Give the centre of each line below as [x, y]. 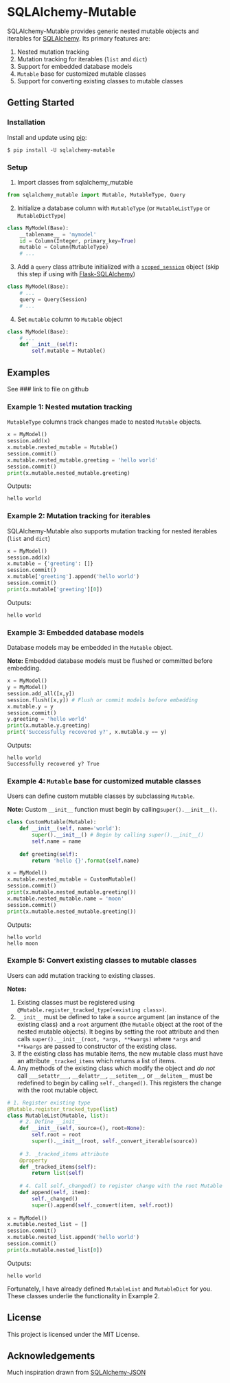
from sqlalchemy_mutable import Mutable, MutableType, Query [96, 195]
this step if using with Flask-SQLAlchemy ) [76, 274]
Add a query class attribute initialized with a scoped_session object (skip [118, 267]
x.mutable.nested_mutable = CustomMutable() [72, 879]
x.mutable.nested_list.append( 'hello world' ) [73, 1238]
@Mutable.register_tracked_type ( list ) [62, 1109]
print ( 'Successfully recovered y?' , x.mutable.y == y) [87, 732]
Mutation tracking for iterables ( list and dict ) [82, 59]
